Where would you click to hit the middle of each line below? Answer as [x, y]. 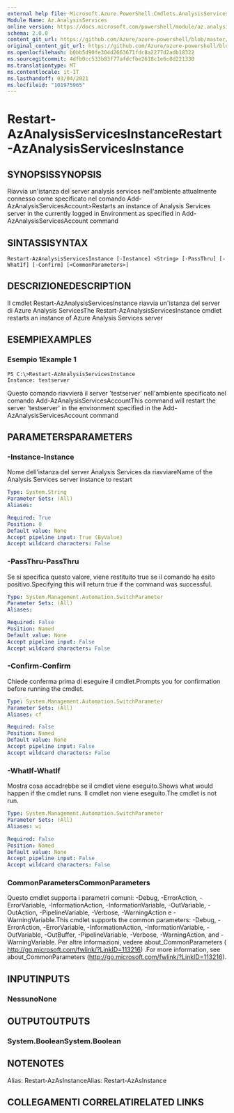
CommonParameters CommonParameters [79, 883]
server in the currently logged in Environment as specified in [94, 214]
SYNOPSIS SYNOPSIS [55, 174]
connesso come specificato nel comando [67, 199]
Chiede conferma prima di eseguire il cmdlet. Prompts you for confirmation [114, 681]
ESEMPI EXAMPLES [49, 340]
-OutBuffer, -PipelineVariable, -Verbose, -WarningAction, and [132, 935]
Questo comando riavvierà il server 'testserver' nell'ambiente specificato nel [117, 393]
